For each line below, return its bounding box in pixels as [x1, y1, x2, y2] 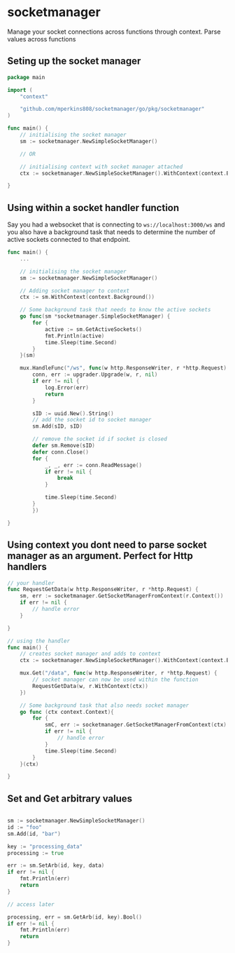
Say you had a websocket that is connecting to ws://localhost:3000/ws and [7, 220, 225, 229]
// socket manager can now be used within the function [32, 676, 199, 683]
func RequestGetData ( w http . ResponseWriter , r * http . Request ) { [7, 586, 199, 593]
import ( [7, 86, 33, 93]
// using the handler [7, 637, 71, 644]
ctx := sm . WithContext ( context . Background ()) [20, 294, 155, 301]
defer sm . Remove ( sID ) [32, 442, 96, 450]
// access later [7, 900, 55, 908]
